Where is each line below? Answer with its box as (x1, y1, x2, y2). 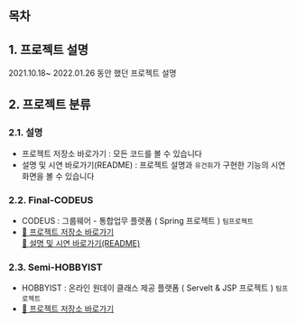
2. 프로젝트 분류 (8, 97, 91, 112)
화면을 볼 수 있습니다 (21, 171, 95, 181)
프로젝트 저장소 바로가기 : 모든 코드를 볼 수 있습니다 (21, 148, 202, 159)
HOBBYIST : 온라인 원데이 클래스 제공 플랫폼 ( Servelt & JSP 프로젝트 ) (21, 282, 274, 293)
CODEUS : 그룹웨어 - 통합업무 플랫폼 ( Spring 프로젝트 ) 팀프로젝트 (21, 216, 254, 226)
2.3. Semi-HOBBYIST (8, 261, 103, 273)
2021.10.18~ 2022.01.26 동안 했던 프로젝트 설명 (8, 68, 177, 78)
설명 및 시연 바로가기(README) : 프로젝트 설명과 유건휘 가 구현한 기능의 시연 (21, 159, 286, 170)
